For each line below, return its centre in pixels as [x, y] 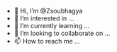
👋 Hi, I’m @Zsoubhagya [48, 11]
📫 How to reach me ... [47, 41]
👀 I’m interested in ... [44, 18]
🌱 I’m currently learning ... [52, 26]
